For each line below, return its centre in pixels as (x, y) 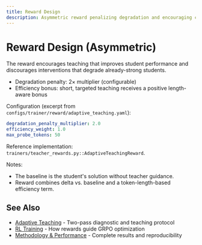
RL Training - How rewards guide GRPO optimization (80, 229)
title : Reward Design (33, 12)
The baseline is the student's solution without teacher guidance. (94, 176)
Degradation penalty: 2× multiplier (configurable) (75, 82)
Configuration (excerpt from (41, 107)
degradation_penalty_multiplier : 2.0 (54, 124)
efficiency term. (34, 189)
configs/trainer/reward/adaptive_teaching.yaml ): (69, 113)
